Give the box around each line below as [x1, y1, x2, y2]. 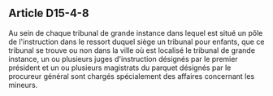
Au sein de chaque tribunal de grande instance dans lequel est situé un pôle [8, 28, 263, 37]
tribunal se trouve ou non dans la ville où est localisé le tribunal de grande [8, 45, 256, 55]
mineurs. [8, 80, 38, 89]
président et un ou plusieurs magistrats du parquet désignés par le [8, 63, 232, 72]
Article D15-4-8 [8, 7, 89, 20]
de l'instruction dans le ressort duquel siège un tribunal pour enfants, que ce [8, 37, 265, 46]
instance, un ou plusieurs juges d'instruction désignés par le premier [8, 54, 238, 63]
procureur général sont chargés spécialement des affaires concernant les [8, 71, 255, 81]
